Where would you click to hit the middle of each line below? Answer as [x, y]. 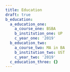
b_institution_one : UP [39, 33]
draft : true [18, 15]
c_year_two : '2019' [35, 57]
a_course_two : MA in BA [40, 48]
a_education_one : [28, 24]
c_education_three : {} [34, 62]
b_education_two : [28, 43]
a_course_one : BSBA [35, 29]
